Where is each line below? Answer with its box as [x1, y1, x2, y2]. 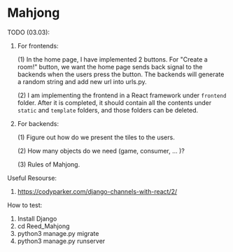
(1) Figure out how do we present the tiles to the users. [17, 133, 175, 141]
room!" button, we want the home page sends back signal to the [17, 62, 203, 71]
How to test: [7, 201, 43, 209]
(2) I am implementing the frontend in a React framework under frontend [17, 91, 227, 99]
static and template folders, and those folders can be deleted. [17, 106, 199, 114]
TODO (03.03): [7, 28, 50, 36]
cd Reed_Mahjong [17, 222, 70, 230]
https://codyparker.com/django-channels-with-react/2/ [17, 187, 178, 195]
